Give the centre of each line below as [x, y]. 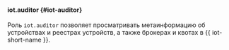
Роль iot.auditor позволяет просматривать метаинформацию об [106, 25]
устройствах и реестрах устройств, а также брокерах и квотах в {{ [109, 33]
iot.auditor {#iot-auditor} [45, 10]
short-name [24, 40]
